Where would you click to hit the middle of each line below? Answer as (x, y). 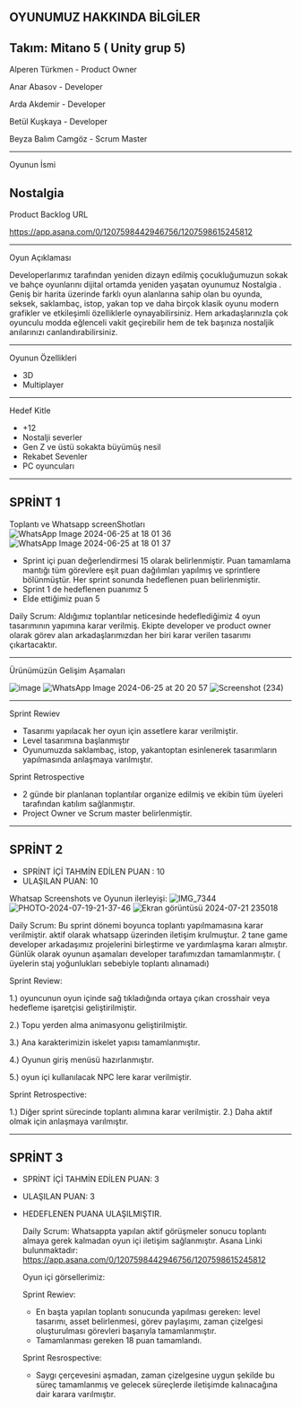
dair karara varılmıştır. (76, 1395)
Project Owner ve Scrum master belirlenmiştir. (107, 813)
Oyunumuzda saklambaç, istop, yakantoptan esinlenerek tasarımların (150, 749)
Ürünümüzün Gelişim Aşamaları (67, 670)
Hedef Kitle (30, 410)
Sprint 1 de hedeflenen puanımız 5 (85, 589)
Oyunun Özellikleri (43, 358)
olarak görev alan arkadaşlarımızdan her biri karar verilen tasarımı (130, 635)
